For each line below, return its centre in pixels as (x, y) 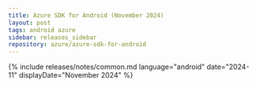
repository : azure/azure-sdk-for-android (77, 45)
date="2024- (228, 67)
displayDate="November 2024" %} (76, 75)
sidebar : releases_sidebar (53, 37)
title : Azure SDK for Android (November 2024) (86, 15)
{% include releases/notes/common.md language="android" (107, 67)
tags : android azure (42, 30)
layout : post (30, 23)
